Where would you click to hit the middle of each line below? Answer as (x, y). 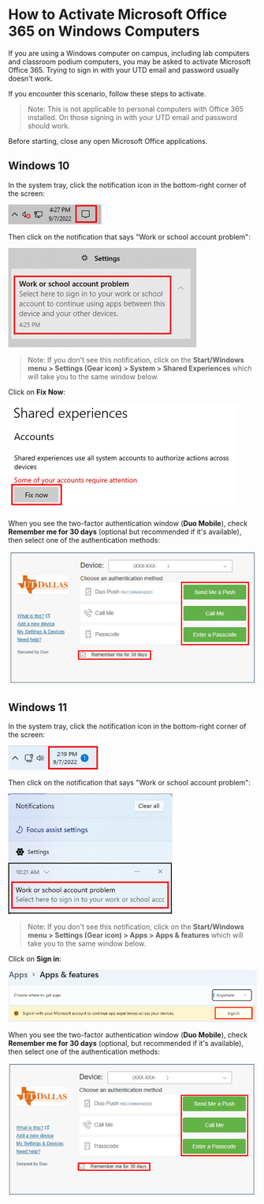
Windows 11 (38, 707)
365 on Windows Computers (104, 31)
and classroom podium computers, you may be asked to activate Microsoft (130, 62)
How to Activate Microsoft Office (118, 15)
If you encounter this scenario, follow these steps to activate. (107, 93)
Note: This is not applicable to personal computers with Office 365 (136, 109)
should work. (48, 126)
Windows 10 (39, 166)
